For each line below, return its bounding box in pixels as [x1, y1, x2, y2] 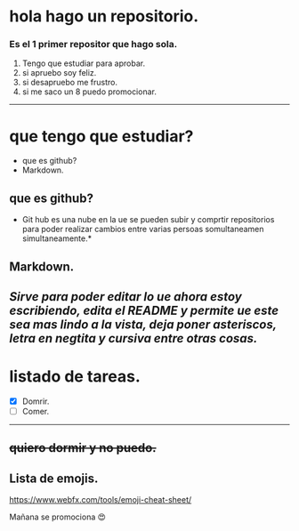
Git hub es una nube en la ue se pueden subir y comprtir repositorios [21, 214, 275, 225]
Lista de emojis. [9, 471, 99, 486]
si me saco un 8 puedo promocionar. [21, 86, 158, 97]
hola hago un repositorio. [9, 6, 199, 27]
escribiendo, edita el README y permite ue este [9, 303, 279, 318]
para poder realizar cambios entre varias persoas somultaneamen [21, 224, 264, 235]
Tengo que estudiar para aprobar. [21, 58, 145, 68]
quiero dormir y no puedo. [9, 440, 158, 455]
